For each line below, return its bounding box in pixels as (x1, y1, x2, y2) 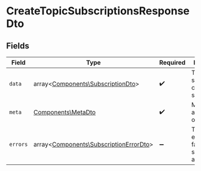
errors (9, 141, 28, 148)
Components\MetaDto (33, 108, 96, 116)
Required (159, 59, 186, 66)
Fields (6, 41, 30, 51)
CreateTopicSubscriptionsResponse (6, 4, 190, 18)
